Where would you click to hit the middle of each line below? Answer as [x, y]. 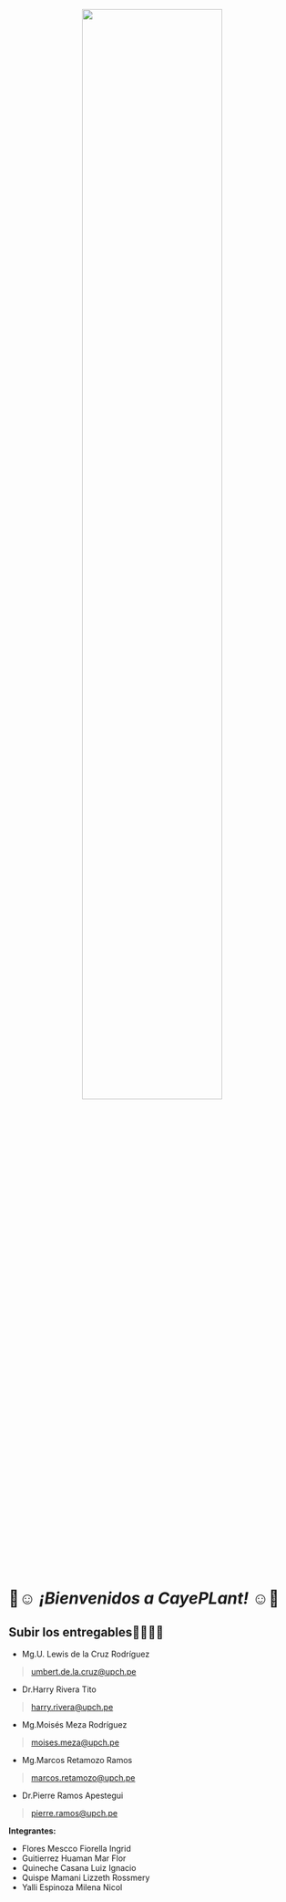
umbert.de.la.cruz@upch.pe [83, 1672]
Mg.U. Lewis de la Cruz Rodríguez [86, 1654]
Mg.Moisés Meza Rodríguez [74, 1724]
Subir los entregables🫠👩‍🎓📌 [87, 1632]
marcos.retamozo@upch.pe [83, 1778]
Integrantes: [32, 1831]
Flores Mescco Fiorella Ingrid [76, 1849]
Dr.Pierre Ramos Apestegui [72, 1795]
